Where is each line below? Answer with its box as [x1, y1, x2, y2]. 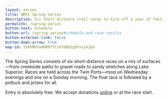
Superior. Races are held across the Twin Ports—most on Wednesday [5, 68, 148, 75]
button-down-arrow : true [5, 40, 57, 45]
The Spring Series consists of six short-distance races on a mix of [5, 58, 141, 64]
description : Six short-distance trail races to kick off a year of [5, 16, 151, 21]
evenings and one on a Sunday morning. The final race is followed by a [5, 74, 151, 80]
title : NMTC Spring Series [5, 12, 61, 17]
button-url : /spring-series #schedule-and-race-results [5, 30, 122, 35]
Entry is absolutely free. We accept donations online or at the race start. [5, 89, 153, 95]
